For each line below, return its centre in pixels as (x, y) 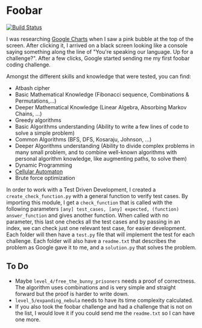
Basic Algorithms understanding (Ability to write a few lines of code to (102, 126)
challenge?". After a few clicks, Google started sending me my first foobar (98, 58)
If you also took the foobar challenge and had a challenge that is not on (103, 306)
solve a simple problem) (45, 133)
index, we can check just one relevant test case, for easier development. (96, 228)
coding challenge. (29, 65)
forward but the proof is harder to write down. (72, 294)
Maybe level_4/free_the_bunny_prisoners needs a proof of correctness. (105, 281)
